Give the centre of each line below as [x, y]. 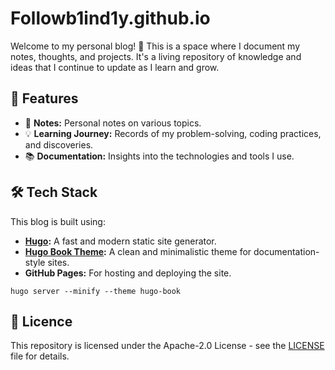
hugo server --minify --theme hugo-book [96, 291]
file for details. [40, 356]
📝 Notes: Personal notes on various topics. [113, 123]
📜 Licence [41, 321]
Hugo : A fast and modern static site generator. [120, 241]
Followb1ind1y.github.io [110, 18]
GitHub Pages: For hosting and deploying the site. [128, 273]
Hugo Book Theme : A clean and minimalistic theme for [138, 251]
